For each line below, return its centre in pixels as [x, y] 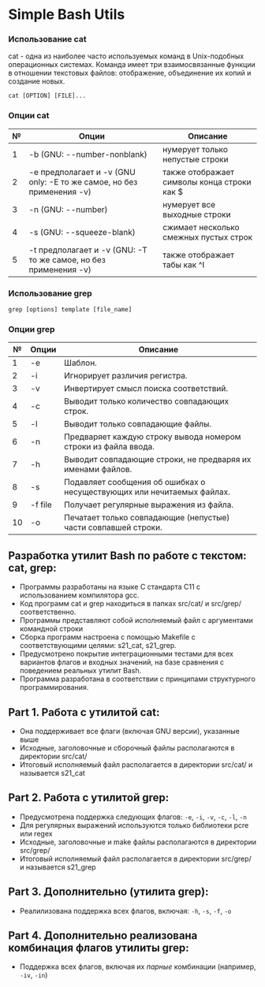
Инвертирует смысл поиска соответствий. [146, 389]
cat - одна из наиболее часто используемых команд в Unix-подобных [126, 56]
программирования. [54, 687]
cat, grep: [32, 568]
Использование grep [50, 293]
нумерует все [189, 204]
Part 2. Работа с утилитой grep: [89, 798]
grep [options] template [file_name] [70, 310]
